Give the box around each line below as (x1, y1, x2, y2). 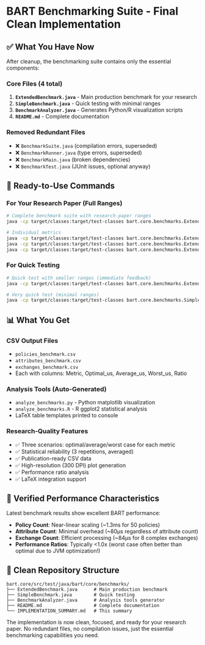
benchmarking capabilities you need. (6, 632, 99, 639)
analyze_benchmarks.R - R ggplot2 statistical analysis (15, 405, 148, 413)
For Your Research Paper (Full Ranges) (6, 199, 123, 207)
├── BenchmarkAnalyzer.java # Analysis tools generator (6, 597, 165, 603)
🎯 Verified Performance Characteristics (6, 494, 160, 503)
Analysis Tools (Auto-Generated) (6, 385, 107, 393)
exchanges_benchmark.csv (15, 365, 79, 371)
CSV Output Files (6, 336, 59, 344)
